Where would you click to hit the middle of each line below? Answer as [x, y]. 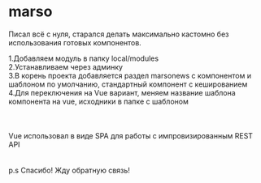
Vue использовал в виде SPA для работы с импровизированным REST [131, 135]
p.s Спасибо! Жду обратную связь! [69, 170]
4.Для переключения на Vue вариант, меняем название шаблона [122, 92]
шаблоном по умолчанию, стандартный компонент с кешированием [128, 84]
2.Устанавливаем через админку [66, 66]
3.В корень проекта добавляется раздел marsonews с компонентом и [130, 75]
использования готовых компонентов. [75, 42]
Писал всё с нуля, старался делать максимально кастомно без [119, 34]
